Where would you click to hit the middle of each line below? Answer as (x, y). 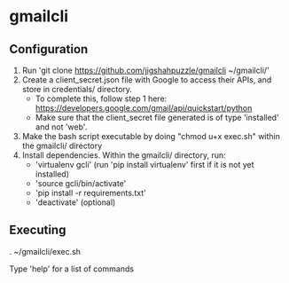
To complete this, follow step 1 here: (101, 98)
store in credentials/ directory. (77, 89)
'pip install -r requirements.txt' (90, 193)
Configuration (49, 49)
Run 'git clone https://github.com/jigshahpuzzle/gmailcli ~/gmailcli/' (146, 70)
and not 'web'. (61, 127)
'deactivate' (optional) (75, 202)
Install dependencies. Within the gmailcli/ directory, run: (124, 155)
